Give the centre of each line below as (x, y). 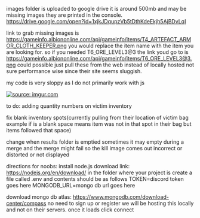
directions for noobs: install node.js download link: (68, 166)
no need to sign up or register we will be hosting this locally (121, 203)
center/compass (26, 203)
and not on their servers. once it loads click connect (70, 210)
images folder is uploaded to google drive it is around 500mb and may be (96, 9)
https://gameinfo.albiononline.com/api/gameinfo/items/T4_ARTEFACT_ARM (99, 39)
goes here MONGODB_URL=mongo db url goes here (71, 185)
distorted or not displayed (38, 155)
